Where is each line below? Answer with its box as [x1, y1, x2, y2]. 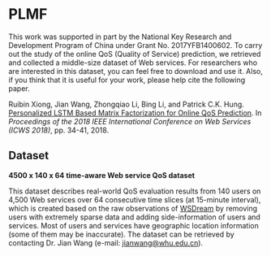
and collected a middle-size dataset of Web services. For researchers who [8, 58, 258, 67]
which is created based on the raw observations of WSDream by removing [8, 203, 258, 213]
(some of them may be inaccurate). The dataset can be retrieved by [8, 229, 235, 239]
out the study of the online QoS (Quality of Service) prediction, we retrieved [8, 49, 261, 59]
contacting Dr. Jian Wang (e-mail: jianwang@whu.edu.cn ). [8, 237, 204, 248]
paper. [8, 83, 30, 93]
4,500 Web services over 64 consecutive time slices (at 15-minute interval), [8, 194, 261, 204]
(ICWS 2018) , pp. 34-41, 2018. [8, 125, 110, 135]
